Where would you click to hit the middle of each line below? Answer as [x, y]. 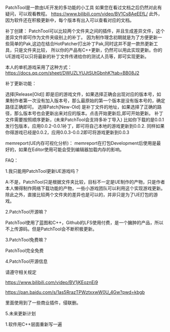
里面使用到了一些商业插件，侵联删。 [43, 303]
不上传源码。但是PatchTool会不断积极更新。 [51, 229]
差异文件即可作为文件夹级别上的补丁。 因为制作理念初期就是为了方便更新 [81, 37]
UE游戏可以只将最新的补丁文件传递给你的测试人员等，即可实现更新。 [77, 56]
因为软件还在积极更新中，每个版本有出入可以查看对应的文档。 [70, 20]
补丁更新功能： [21, 83]
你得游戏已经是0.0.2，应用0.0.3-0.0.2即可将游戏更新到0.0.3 [67, 132]
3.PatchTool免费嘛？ [27, 240]
